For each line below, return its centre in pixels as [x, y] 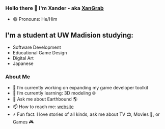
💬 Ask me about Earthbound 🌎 [45, 99]
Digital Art [23, 58]
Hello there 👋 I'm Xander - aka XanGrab [54, 8]
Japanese [23, 63]
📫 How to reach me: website [43, 107]
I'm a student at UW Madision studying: [70, 35]
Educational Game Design [40, 53]
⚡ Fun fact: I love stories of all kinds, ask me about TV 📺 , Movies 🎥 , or [86, 114]
